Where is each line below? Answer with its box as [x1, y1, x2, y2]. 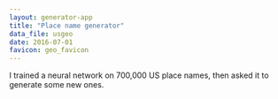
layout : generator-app [9, 12, 93, 22]
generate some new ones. [9, 80, 104, 90]
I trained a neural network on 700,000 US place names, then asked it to [9, 70, 269, 80]
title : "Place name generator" [9, 21, 125, 30]
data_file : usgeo [9, 29, 73, 38]
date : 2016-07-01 [9, 37, 73, 47]
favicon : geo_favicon [9, 46, 89, 55]
